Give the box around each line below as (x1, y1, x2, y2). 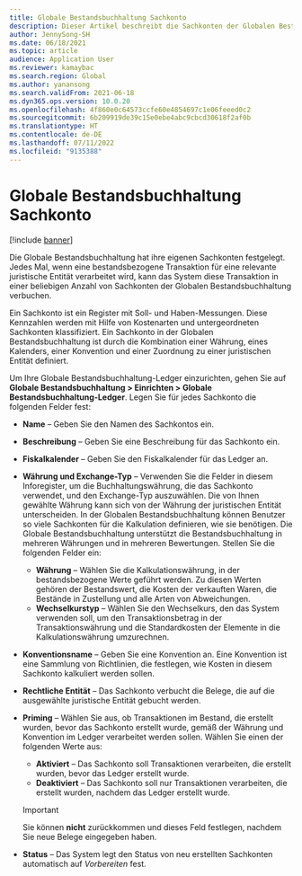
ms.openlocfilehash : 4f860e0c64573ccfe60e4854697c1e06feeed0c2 (9, 105, 252, 114)
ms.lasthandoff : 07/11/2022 (9, 138, 115, 147)
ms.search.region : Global (9, 72, 106, 81)
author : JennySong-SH (9, 30, 91, 39)
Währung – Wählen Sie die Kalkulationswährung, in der (35, 564, 241, 575)
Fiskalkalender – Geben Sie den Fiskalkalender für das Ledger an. (22, 453, 268, 464)
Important (22, 804, 59, 815)
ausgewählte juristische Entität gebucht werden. (22, 695, 201, 705)
